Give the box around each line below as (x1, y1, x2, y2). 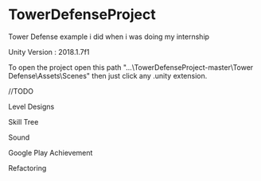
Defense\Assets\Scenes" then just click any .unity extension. (8, 71, 208, 80)
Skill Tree (8, 117, 39, 126)
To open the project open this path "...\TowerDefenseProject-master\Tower (8, 62, 254, 72)
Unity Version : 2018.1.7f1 (8, 47, 90, 56)
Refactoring (8, 163, 47, 172)
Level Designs (8, 102, 55, 111)
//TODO (8, 86, 34, 96)
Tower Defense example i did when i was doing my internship (8, 32, 209, 41)
